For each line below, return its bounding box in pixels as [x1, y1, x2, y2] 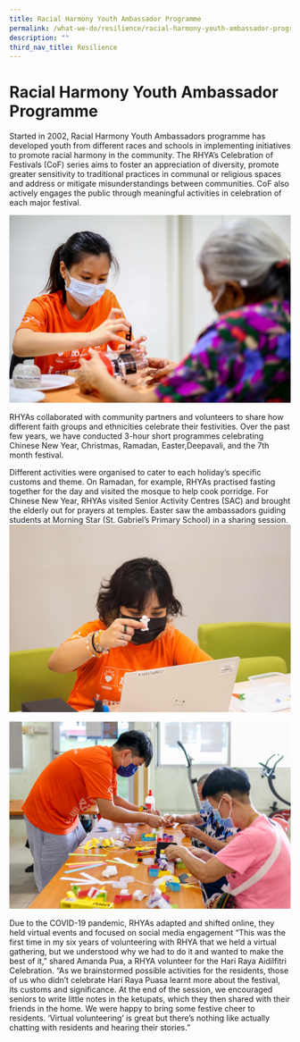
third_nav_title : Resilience [9, 43, 118, 52]
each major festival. [9, 197, 82, 208]
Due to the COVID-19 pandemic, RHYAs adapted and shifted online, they [9, 918, 275, 929]
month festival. [9, 450, 64, 460]
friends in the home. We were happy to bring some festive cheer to [9, 1004, 256, 1014]
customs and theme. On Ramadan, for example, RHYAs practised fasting [9, 476, 276, 487]
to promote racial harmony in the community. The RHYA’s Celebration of [9, 150, 274, 161]
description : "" [9, 33, 70, 42]
